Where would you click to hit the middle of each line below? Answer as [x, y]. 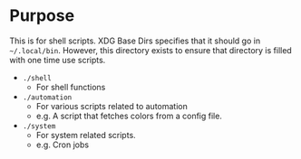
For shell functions [71, 87]
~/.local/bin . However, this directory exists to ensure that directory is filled [150, 50]
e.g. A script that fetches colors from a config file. [129, 116]
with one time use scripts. [58, 60]
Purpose [42, 16]
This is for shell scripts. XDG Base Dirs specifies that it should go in [135, 41]
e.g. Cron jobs [62, 145]
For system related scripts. [86, 135]
